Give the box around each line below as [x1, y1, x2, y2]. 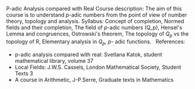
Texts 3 [14, 69, 33, 77]
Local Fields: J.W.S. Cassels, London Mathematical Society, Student [14, 63, 181, 71]
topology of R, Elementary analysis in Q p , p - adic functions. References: [6, 38, 185, 46]
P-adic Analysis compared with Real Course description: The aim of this [6, 5, 183, 12]
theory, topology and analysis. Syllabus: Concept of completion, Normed [6, 18, 184, 24]
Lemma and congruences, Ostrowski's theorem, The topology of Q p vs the [6, 30, 189, 39]
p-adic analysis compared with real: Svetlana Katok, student [14, 50, 162, 58]
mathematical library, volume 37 [14, 57, 94, 64]
